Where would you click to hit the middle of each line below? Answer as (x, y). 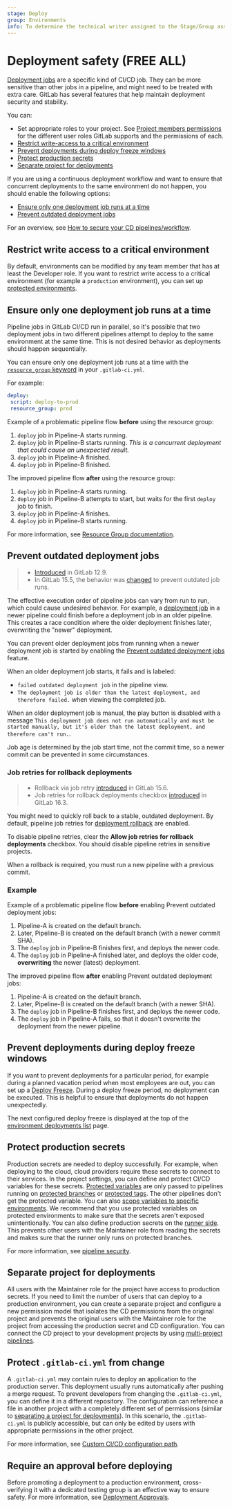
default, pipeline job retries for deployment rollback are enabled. (98, 823)
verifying (20, 1490)
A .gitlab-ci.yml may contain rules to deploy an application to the (102, 1379)
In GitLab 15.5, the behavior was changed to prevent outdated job (127, 580)
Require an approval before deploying (90, 1465)
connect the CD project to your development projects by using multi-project (115, 1334)
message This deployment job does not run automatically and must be (110, 720)
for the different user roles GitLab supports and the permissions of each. (120, 136)
